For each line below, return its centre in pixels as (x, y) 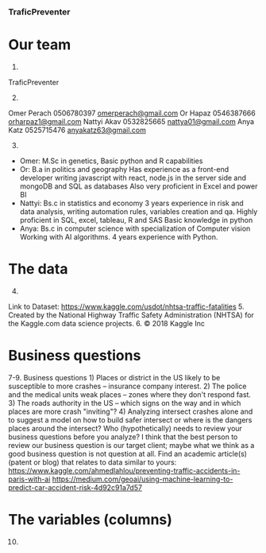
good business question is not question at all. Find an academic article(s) (128, 454)
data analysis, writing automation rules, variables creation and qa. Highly (139, 211)
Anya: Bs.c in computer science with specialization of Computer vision (135, 228)
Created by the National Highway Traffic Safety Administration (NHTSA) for (131, 315)
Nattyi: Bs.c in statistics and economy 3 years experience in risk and (131, 203)
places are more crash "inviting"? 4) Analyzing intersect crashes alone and (131, 411)
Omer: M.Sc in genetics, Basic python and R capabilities (111, 161)
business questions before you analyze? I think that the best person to (123, 437)
